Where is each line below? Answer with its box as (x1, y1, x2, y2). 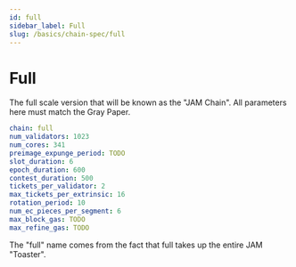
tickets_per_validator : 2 (9, 182, 105, 191)
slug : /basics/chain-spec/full (9, 29, 126, 38)
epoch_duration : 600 (9, 166, 86, 174)
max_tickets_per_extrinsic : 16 (9, 190, 126, 199)
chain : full (9, 124, 53, 133)
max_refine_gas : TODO (9, 223, 90, 232)
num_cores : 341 (9, 141, 66, 150)
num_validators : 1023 (9, 133, 90, 142)
